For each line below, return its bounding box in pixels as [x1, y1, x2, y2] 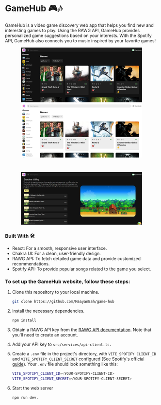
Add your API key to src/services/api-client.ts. [12, 341, 112, 347]
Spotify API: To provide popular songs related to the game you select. [12, 266, 151, 272]
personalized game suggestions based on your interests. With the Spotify [5, 33, 152, 38]
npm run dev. [12, 395, 39, 400]
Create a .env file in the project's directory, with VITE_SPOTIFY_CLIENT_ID [12, 351, 157, 356]
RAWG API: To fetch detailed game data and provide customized [12, 255, 141, 262]
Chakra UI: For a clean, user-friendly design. [12, 250, 101, 256]
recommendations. [12, 261, 50, 266]
